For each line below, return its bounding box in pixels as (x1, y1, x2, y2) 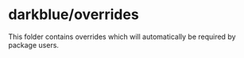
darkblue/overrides (8, 6, 139, 24)
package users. (8, 40, 60, 49)
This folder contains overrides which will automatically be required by (8, 32, 236, 41)
